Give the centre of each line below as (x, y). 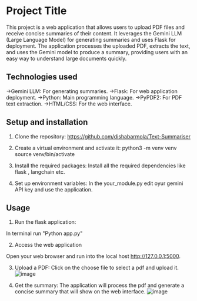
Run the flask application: (45, 222)
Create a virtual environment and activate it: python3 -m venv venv (96, 148)
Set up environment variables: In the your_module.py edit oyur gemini (99, 183)
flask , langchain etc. (40, 171)
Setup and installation (47, 122)
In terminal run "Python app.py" (44, 233)
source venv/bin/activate (45, 154)
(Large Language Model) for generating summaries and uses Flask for (91, 39)
